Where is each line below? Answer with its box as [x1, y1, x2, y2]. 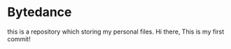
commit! [7, 34, 31, 43]
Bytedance [7, 4, 72, 20]
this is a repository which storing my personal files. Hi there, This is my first [7, 27, 225, 36]
